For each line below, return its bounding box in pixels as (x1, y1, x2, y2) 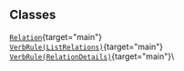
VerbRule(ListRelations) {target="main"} (9, 41, 164, 52)
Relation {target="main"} (9, 31, 103, 42)
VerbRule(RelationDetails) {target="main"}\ (9, 50, 175, 62)
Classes (9, 7, 56, 23)
